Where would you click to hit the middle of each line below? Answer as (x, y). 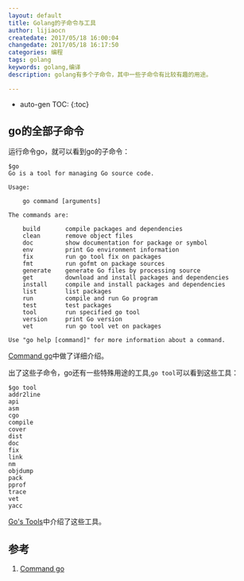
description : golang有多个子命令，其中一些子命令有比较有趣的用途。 (110, 75)
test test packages (67, 306)
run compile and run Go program (90, 298)
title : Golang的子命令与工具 (52, 23)
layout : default (35, 15)
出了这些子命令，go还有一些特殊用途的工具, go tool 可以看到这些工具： (124, 373)
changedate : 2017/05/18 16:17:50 (64, 45)
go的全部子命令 (46, 131)
